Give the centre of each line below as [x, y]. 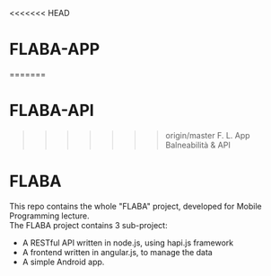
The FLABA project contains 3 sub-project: [88, 225]
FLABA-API [52, 111]
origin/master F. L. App [208, 135]
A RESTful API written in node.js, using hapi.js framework [128, 243]
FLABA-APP [55, 49]
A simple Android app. [63, 262]
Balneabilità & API [198, 145]
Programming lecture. [49, 216]
